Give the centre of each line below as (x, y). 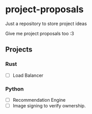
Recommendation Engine (39, 100)
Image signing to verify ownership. (49, 106)
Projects (19, 50)
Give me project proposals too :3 (40, 33)
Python (15, 89)
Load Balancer (28, 75)
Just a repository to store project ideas (46, 24)
